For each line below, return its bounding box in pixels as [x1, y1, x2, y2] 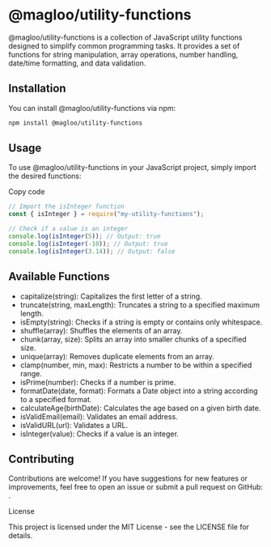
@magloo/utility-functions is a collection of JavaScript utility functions [8, 32, 243, 42]
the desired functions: [8, 172, 82, 181]
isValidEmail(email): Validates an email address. [19, 411, 178, 422]
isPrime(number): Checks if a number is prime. [19, 377, 176, 387]
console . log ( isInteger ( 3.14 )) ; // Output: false [8, 247, 176, 256]
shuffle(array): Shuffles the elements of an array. [19, 325, 183, 335]
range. [19, 368, 42, 378]
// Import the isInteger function [8, 202, 125, 211]
